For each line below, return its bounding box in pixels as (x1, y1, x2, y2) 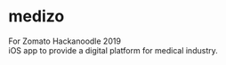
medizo (8, 6, 65, 27)
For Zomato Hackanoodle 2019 (8, 36, 122, 46)
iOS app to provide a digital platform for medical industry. (8, 45, 219, 55)
